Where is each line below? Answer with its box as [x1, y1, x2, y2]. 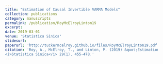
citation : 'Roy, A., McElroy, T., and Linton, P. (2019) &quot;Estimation [5, 47, 160, 52]
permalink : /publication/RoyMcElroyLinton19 [5, 20, 97, 26]
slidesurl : [5, 38, 27, 43]
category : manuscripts [5, 16, 51, 21]
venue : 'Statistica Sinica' [5, 34, 62, 39]
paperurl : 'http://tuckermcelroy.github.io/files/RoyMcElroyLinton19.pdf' [5, 43, 160, 48]
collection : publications [5, 12, 57, 16]
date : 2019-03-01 [5, 29, 40, 34]
